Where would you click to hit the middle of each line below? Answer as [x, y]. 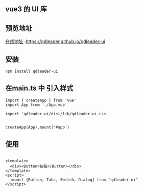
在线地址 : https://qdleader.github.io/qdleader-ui [55, 41]
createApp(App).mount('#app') [38, 127]
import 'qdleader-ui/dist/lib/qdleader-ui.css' [57, 114]
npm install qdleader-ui [32, 71]
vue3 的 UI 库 [26, 9]
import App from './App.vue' [36, 105]
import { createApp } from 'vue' [41, 100]
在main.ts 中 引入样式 [39, 88]
